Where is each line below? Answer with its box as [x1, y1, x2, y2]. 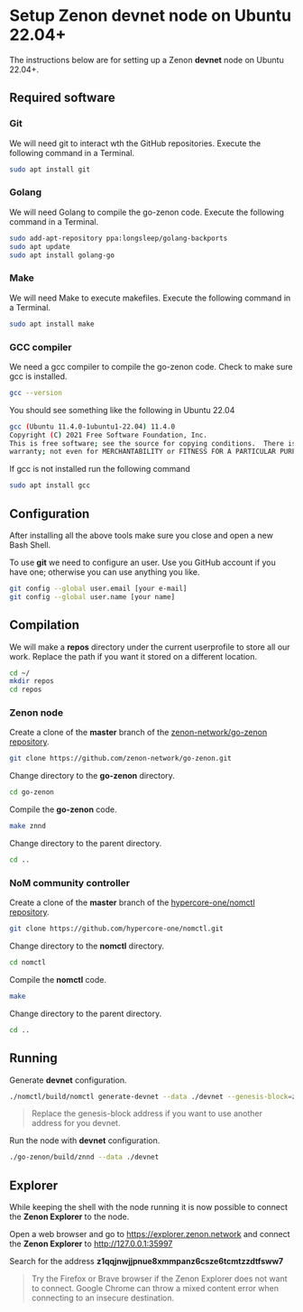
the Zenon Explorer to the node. [9, 1211, 130, 1223]
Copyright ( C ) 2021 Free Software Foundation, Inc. [9, 430, 207, 439]
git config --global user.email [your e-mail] [9, 584, 188, 593]
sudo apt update [9, 242, 70, 251]
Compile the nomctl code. [9, 974, 106, 984]
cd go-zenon [9, 788, 54, 797]
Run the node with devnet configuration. [9, 1135, 161, 1146]
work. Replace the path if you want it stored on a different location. [9, 651, 257, 661]
